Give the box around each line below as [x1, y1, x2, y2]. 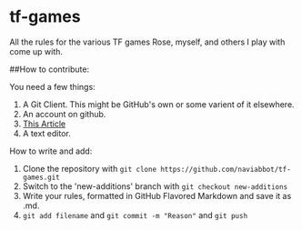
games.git [22, 173, 61, 182]
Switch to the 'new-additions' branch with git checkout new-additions [22, 180, 288, 192]
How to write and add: [9, 145, 93, 156]
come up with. [9, 45, 64, 56]
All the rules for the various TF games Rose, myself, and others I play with [9, 36, 286, 47]
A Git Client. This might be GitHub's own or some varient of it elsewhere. [22, 98, 295, 110]
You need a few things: [9, 81, 96, 92]
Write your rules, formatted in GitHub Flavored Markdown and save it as [22, 190, 292, 201]
